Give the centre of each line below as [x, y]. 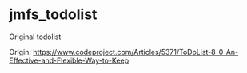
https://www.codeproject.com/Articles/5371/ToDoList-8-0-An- [135, 52]
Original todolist [35, 36]
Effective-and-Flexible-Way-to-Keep [69, 60]
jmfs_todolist [53, 15]
